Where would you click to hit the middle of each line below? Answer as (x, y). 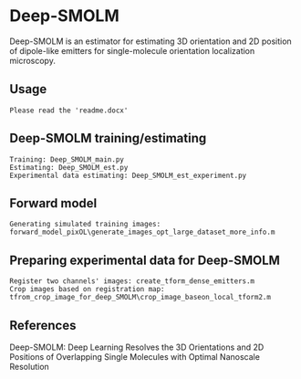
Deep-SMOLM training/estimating (108, 138)
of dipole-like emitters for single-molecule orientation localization (132, 50)
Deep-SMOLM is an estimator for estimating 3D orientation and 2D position (150, 41)
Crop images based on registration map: (88, 290)
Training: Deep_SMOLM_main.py (67, 159)
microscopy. (33, 60)
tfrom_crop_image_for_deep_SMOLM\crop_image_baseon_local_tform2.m (140, 298)
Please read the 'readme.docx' (69, 111)
